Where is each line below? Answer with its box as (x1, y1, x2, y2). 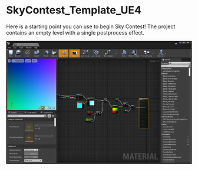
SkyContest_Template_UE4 (6, 4, 141, 17)
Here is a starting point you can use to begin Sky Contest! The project (6, 23, 176, 30)
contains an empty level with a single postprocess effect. (6, 29, 144, 36)
